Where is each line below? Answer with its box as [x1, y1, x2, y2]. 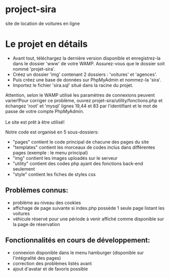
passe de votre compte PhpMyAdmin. [5, 108, 84, 114]
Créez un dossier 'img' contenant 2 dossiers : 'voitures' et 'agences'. [12, 71, 157, 77]
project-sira [5, 4, 56, 15]
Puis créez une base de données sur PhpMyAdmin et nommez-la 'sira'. [12, 76, 161, 82]
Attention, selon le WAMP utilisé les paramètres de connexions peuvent [5, 92, 155, 98]
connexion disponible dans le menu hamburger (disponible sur [12, 250, 144, 256]
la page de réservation [12, 221, 60, 227]
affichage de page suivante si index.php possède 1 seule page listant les [12, 205, 165, 211]
